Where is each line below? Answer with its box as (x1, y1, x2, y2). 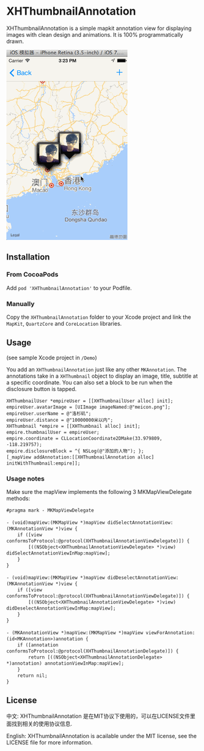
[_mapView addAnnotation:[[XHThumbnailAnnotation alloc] (6, 454, 155, 460)
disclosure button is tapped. (6, 385, 77, 392)
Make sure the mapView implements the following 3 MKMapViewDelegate (6, 488, 192, 496)
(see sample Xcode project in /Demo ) (6, 354, 98, 361)
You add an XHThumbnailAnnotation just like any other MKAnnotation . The (6, 365, 187, 373)
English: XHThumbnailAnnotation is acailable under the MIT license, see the (6, 732, 197, 739)
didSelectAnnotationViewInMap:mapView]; (6, 550, 111, 556)
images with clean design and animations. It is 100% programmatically (6, 31, 183, 38)
